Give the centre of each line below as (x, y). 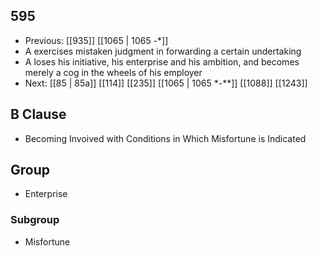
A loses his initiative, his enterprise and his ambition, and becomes (162, 61)
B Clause (38, 114)
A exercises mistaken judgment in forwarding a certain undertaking (163, 51)
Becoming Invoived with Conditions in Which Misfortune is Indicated (165, 138)
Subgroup (35, 220)
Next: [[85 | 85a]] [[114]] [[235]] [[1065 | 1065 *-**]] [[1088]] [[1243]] (166, 83)
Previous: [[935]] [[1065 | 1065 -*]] (96, 40)
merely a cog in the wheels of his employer (113, 72)
